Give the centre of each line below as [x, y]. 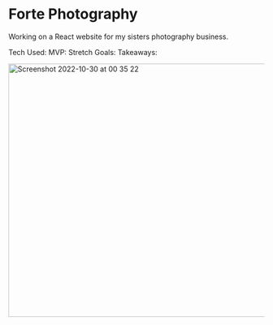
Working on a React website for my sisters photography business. [119, 36]
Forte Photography [73, 14]
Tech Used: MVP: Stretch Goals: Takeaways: [83, 52]
